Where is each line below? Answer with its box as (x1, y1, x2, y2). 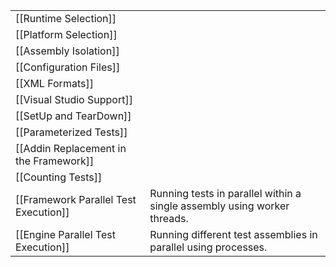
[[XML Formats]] (15, 77, 94, 90)
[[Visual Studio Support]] (15, 93, 133, 106)
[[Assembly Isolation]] (15, 44, 120, 58)
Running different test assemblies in (149, 228, 318, 241)
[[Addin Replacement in (15, 142, 127, 155)
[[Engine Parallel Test (15, 228, 116, 241)
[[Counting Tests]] (15, 170, 103, 184)
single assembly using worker (149, 199, 290, 213)
